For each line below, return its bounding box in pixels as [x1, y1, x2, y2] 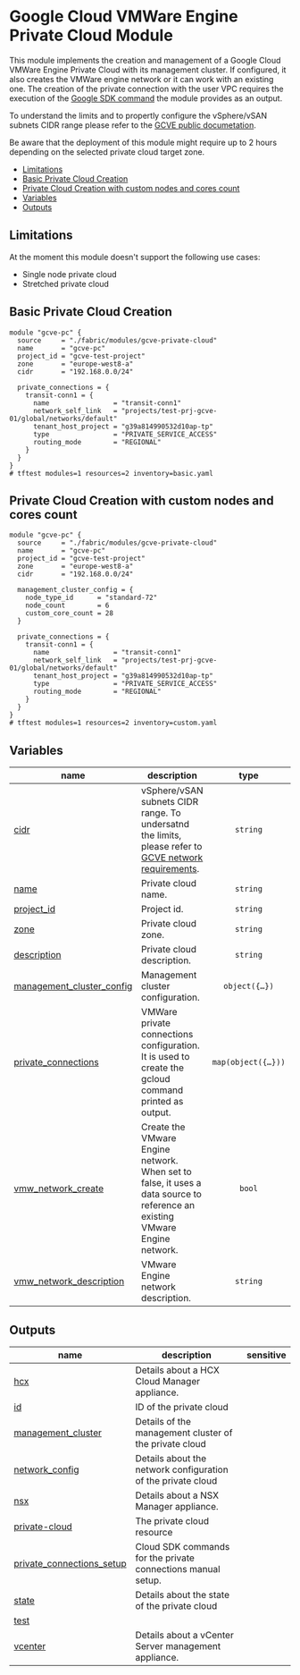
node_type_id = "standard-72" [25, 593, 158, 603]
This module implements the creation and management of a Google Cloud [9, 55, 281, 65]
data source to [141, 1188, 203, 1200]
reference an [141, 1199, 195, 1212]
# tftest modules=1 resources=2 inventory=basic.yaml [9, 469, 214, 478]
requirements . [141, 863, 200, 876]
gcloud [141, 1073, 171, 1086]
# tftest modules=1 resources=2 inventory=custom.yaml [9, 718, 218, 728]
